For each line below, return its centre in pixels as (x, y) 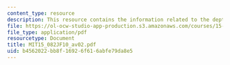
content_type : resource (41, 13)
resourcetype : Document (41, 39)
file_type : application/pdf (47, 32)
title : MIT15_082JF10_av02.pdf (52, 45)
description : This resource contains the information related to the (108, 20)
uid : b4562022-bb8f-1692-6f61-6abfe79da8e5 (70, 51)
